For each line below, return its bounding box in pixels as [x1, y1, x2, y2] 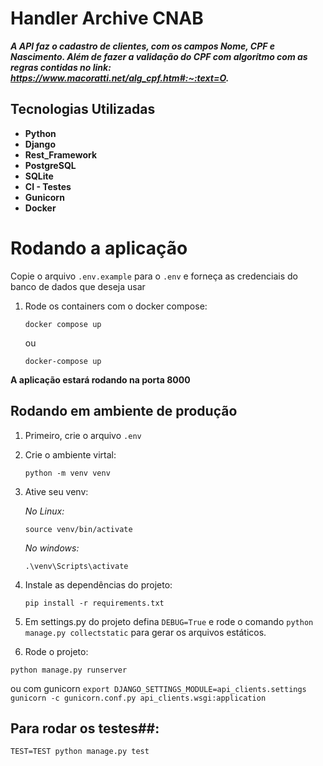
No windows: [24, 542, 80, 554]
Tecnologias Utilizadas [10, 101, 156, 118]
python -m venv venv [24, 468, 111, 478]
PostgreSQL [24, 159, 77, 171]
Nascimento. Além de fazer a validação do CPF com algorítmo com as [10, 50, 308, 62]
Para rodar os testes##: [10, 720, 160, 737]
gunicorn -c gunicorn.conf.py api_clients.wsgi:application [10, 693, 267, 703]
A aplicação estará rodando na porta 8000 [10, 373, 191, 386]
